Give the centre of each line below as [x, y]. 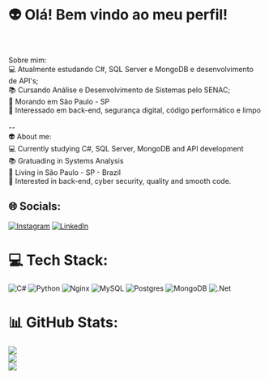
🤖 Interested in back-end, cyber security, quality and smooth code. [120, 181]
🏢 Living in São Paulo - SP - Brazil [65, 172]
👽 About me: [30, 136]
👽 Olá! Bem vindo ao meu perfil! [118, 15]
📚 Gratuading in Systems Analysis [66, 160]
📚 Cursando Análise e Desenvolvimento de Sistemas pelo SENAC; [120, 90]
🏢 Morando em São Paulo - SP [59, 101]
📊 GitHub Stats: [64, 322]
